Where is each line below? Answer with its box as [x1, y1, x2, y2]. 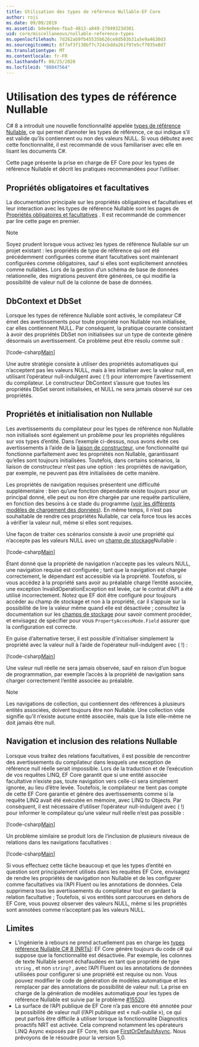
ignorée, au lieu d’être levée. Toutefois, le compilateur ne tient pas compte [6, 783, 188, 791]
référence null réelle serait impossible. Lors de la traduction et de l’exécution [6, 764, 193, 772]
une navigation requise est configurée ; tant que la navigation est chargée [6, 566, 187, 573]
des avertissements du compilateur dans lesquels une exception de [6, 758, 171, 766]
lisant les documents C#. [6, 147, 67, 155]
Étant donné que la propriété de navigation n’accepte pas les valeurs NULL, [6, 560, 191, 567]
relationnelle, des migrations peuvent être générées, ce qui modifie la [6, 272, 176, 280]
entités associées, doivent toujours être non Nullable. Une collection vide [6, 706, 185, 713]
